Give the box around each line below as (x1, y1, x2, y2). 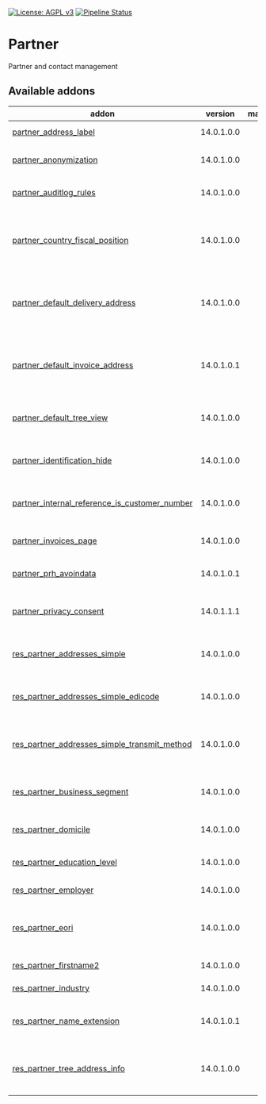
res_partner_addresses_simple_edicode (12, 690, 160, 702)
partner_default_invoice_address (12, 360, 134, 371)
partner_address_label (12, 126, 95, 137)
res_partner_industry (12, 983, 89, 994)
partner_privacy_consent (12, 606, 104, 617)
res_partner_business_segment (12, 786, 129, 797)
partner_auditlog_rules (12, 187, 97, 198)
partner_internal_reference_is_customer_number (12, 497, 193, 508)
